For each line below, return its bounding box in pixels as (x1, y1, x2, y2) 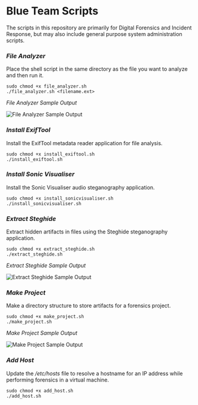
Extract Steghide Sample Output (6, 262, 86, 269)
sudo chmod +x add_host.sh (6, 388, 74, 394)
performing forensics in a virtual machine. (6, 376, 109, 383)
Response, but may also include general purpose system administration (6, 30, 182, 37)
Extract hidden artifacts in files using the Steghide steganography (6, 228, 168, 235)
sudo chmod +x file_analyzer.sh (6, 83, 87, 89)
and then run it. (6, 72, 44, 79)
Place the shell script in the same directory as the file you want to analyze (6, 65, 188, 73)
